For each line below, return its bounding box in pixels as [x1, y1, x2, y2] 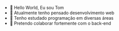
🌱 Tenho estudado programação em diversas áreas [9, 15, 114, 21]
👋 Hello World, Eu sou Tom [9, 5, 64, 10]
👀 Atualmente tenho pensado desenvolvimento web [9, 10, 115, 16]
